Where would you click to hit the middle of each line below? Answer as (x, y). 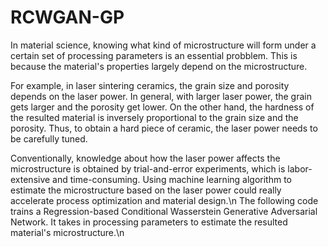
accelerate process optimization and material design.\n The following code (164, 200)
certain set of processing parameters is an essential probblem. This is (154, 55)
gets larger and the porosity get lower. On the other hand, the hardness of (162, 107)
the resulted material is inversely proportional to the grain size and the (154, 117)
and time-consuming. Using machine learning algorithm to (172, 179)
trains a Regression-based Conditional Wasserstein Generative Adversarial (164, 211)
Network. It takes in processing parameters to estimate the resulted (149, 222)
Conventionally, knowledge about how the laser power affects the (145, 158)
